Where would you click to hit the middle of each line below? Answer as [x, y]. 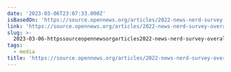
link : [15, 26]
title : [16, 58]
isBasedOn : [23, 20]
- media [24, 52]
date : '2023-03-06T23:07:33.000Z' [57, 13]
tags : [15, 45]
